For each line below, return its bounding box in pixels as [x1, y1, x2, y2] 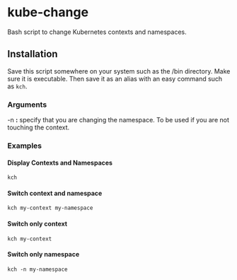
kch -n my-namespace [7, 266, 69, 273]
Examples [7, 141, 42, 151]
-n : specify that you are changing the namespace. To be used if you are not [7, 116, 230, 124]
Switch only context [7, 219, 68, 228]
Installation [7, 48, 58, 60]
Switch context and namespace [7, 189, 103, 197]
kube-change [7, 4, 89, 21]
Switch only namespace [7, 250, 80, 259]
